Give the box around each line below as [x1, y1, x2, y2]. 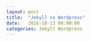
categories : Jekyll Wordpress [6, 25, 83, 32]
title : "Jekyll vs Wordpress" [6, 14, 86, 20]
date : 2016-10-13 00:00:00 [6, 20, 80, 26]
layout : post [6, 8, 39, 15]
